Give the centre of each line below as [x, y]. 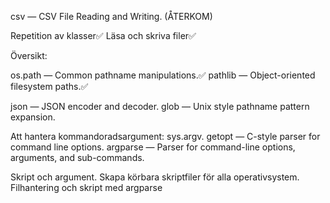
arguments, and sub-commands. [77, 157]
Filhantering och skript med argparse [86, 187]
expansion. [33, 117]
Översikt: [29, 55]
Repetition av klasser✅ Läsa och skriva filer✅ [103, 35]
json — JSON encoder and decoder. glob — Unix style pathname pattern [160, 106]
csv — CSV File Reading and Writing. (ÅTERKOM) [111, 16]
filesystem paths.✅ [49, 86]
